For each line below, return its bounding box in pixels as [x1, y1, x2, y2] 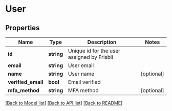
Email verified [68, 79, 101, 85]
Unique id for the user [68, 47, 121, 54]
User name [68, 70, 95, 77]
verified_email [8, 79, 44, 85]
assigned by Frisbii [68, 54, 114, 60]
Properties [5, 24, 40, 32]
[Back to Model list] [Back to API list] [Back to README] [5, 100, 123, 106]
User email [68, 62, 94, 69]
